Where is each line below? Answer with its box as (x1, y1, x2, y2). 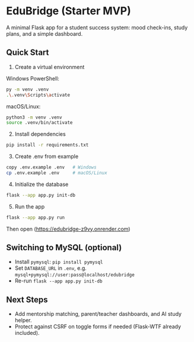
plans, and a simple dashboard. (6, 30, 83, 37)
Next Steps (6, 294, 48, 304)
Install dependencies (14, 130, 66, 138)
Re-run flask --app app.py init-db (14, 277, 103, 284)
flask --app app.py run (6, 214, 65, 220)
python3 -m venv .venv (6, 114, 62, 120)
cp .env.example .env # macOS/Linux (6, 170, 108, 176)
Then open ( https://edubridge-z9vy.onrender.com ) (6, 225, 131, 232)
